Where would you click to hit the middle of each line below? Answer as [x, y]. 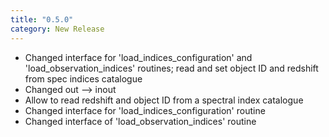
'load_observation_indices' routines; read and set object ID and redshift [171, 68]
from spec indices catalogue [83, 78]
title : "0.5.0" [42, 19]
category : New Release [57, 29]
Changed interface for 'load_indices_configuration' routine [145, 110]
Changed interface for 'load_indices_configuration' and [138, 57]
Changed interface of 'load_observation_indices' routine [140, 121]
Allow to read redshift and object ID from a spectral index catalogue [164, 100]
